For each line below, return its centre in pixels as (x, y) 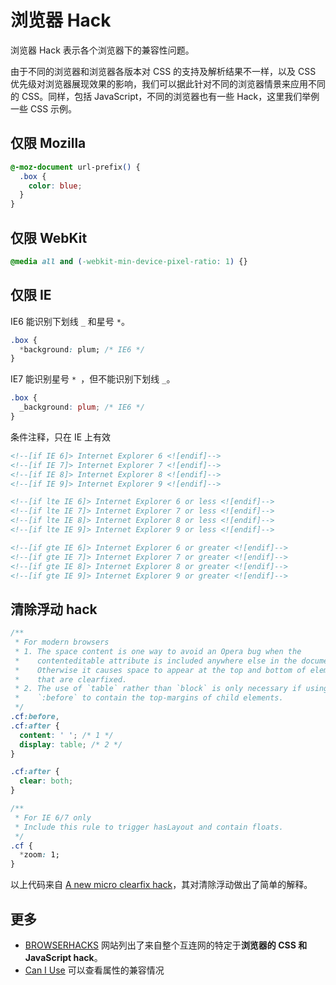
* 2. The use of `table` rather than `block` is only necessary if (158, 689)
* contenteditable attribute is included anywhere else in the (156, 661)
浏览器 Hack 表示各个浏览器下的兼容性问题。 (102, 50)
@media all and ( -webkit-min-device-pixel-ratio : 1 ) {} (129, 261)
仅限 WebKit (49, 237)
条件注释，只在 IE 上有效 (61, 437)
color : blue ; (55, 186)
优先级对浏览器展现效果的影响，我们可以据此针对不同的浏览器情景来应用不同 (168, 83)
